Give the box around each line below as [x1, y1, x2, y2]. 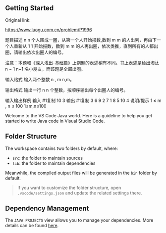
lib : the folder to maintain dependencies [12, 160, 96, 166]
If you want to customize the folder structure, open [17, 185, 121, 190]
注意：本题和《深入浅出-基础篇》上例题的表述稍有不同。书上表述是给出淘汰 [5, 59, 160, 66]
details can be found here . [5, 223, 59, 229]
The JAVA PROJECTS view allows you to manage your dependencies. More [5, 217, 154, 223]
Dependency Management [5, 204, 89, 213]
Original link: [5, 17, 31, 23]
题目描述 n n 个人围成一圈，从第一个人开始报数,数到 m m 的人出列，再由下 [5, 37, 157, 43]
